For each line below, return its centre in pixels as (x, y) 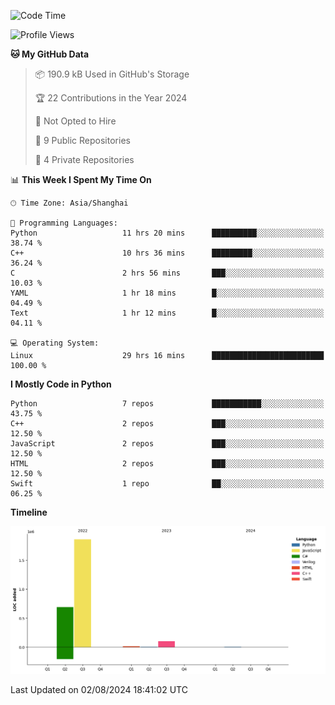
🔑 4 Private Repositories (84, 159)
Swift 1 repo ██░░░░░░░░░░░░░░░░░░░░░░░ (167, 484)
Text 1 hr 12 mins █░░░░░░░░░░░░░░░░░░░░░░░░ (167, 313)
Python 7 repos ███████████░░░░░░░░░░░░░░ (167, 404)
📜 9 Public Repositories (82, 140)
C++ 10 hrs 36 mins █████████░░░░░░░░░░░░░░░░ (167, 253)
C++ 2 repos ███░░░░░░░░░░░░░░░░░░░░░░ (167, 424)
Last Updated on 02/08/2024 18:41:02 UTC (99, 689)
